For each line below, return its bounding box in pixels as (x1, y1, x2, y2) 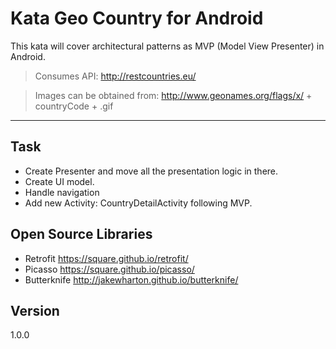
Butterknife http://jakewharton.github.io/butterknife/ (24, 273, 239, 286)
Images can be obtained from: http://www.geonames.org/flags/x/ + (34, 89, 313, 101)
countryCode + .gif (34, 100, 114, 112)
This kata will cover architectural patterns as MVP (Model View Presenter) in (10, 40, 325, 52)
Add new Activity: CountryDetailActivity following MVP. (24, 197, 253, 209)
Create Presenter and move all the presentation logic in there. (24, 165, 279, 177)
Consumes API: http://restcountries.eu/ (34, 70, 197, 82)
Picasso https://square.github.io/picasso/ (24, 263, 195, 275)
